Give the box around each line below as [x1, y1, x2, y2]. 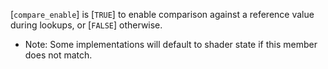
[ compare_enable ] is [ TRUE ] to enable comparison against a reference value [10, 9, 315, 20]
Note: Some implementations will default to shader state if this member [24, 39, 318, 50]
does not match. [24, 49, 93, 61]
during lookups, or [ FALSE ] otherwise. [10, 19, 163, 31]
